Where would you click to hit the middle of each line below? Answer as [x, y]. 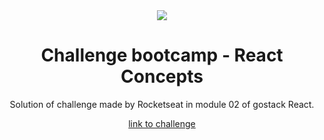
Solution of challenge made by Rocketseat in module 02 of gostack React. [162, 104]
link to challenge [162, 123]
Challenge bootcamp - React [162, 55]
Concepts [162, 76]
